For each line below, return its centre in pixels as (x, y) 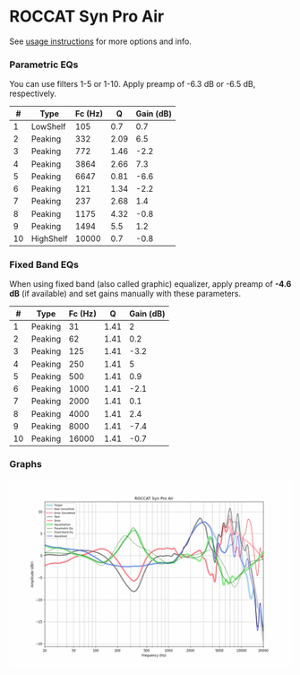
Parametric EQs (44, 65)
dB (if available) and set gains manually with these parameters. (125, 294)
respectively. (33, 94)
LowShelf (48, 126)
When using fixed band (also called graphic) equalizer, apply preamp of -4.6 (150, 284)
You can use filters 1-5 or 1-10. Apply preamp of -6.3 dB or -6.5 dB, (133, 84)
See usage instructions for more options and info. (101, 41)
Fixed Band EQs (44, 264)
